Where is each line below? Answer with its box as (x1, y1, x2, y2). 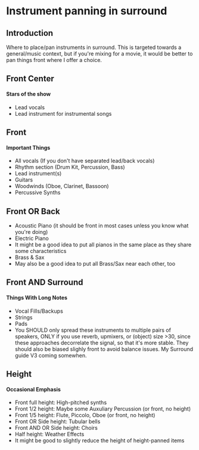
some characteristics (14, 248, 67, 254)
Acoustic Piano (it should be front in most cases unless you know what (14, 222, 189, 229)
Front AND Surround (6, 278, 83, 288)
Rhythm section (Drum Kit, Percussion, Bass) (14, 164, 125, 171)
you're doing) (14, 229, 48, 235)
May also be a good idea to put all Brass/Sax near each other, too (14, 260, 176, 267)
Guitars (14, 176, 33, 183)
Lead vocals (14, 103, 45, 111)
